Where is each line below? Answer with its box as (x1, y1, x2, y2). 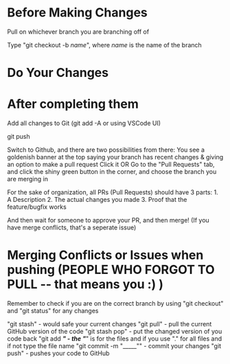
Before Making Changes (7, 5, 148, 21)
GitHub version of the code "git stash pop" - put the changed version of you (7, 328, 222, 335)
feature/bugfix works (7, 203, 67, 211)
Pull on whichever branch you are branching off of (7, 27, 150, 36)
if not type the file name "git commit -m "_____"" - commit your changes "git (7, 342, 222, 350)
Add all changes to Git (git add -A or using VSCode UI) (7, 119, 161, 128)
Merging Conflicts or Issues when (7, 247, 204, 263)
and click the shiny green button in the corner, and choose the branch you (7, 168, 217, 176)
